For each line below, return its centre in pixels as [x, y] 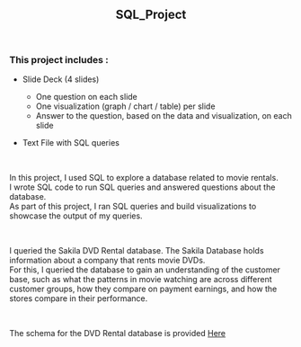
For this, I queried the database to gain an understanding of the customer [145, 270]
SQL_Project [151, 15]
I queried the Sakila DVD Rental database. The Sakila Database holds [137, 251]
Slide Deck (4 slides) [61, 79]
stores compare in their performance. [79, 298]
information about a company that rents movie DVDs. [107, 261]
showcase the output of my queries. [76, 216]
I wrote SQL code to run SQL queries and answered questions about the [142, 187]
